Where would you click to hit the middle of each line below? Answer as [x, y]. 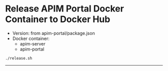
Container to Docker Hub [58, 19]
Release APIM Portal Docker [64, 9]
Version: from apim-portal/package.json [53, 33]
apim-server [33, 43]
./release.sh [19, 58]
